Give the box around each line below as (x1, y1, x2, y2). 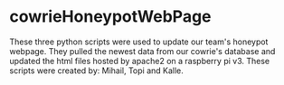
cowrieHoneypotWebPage (9, 6, 212, 27)
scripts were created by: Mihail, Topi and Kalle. (9, 65, 184, 76)
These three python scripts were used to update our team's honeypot (9, 36, 269, 47)
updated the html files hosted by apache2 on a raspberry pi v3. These (9, 55, 270, 66)
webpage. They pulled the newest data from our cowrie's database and (9, 45, 276, 56)
